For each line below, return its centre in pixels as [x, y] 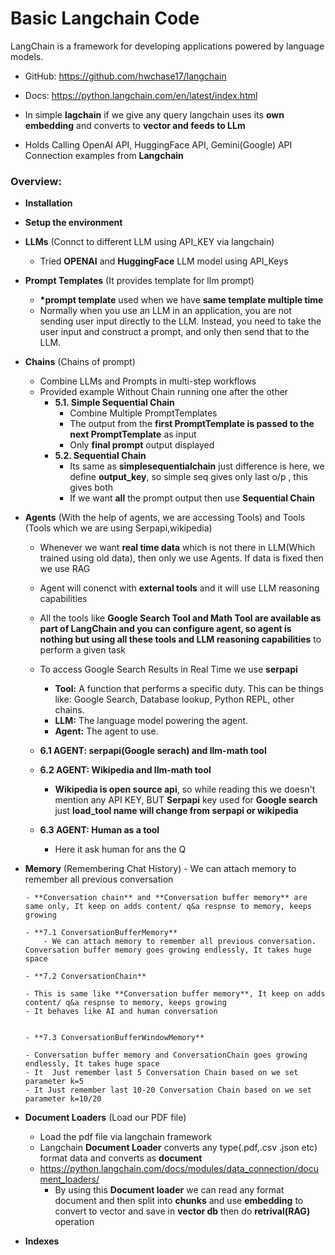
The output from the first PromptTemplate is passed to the [192, 424]
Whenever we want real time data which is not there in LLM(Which [177, 548]
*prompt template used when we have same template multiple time [181, 300]
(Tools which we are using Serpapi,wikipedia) [118, 528]
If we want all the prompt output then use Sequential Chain [192, 498]
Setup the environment [73, 223]
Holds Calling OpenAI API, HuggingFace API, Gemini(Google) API [158, 144]
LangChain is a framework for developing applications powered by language [167, 46]
